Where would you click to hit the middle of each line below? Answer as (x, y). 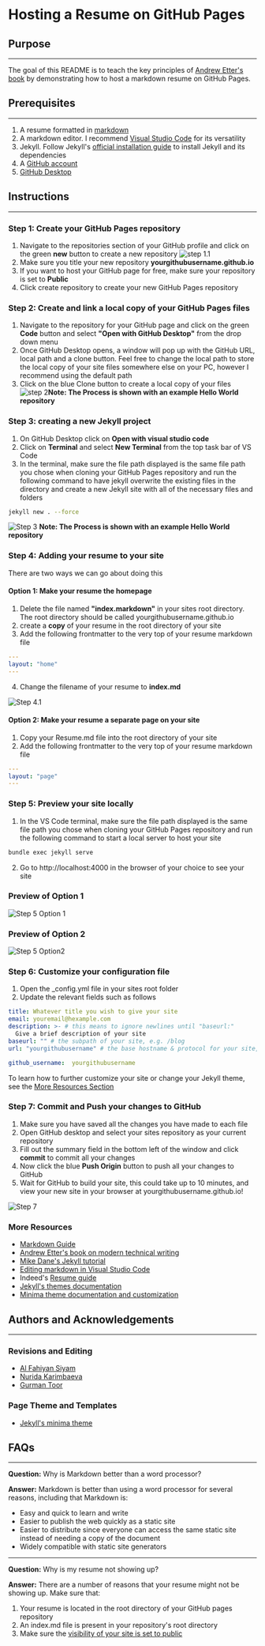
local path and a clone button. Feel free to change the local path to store (137, 359)
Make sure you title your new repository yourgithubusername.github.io (137, 262)
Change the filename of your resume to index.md (100, 686)
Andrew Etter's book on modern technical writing (99, 1253)
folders (31, 497)
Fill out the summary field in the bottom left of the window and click (129, 1149)
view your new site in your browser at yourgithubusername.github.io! (131, 1191)
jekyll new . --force (44, 512)
